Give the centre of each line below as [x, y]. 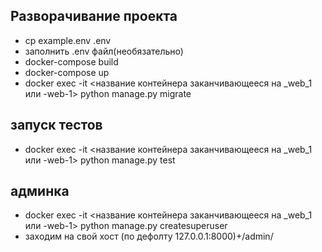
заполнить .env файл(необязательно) [104, 51]
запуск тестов [56, 125]
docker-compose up [67, 72]
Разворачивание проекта [94, 16]
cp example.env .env [68, 40]
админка [40, 191]
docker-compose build [71, 61]
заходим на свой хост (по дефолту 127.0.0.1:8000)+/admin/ [149, 236]
